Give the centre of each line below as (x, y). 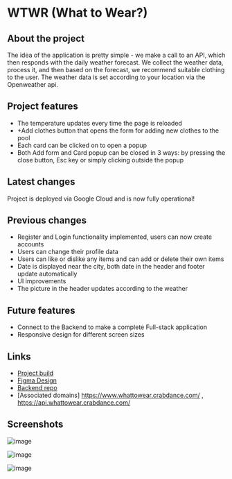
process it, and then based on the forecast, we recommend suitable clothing (116, 70)
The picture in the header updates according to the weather (102, 289)
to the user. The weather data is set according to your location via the (106, 77)
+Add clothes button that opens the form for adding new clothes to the (118, 131)
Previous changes (47, 220)
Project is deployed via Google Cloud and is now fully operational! (101, 199)
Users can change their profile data (68, 252)
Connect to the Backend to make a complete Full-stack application (112, 327)
